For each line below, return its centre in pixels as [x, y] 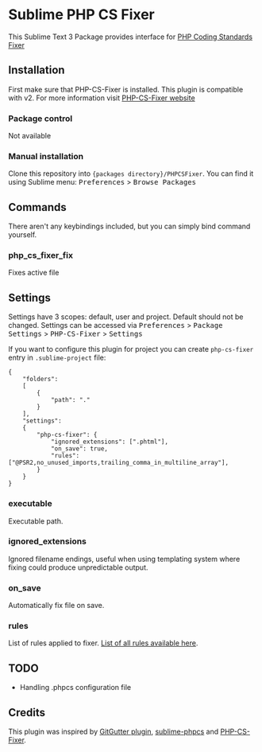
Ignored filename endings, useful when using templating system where [124, 559]
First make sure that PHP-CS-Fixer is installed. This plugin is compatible [126, 89]
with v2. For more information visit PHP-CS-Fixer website [102, 98]
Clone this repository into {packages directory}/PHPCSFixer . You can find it [131, 173]
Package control [40, 119]
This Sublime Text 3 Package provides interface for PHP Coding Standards [130, 37]
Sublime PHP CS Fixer [81, 15]
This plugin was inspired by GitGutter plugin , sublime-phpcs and [114, 732]
